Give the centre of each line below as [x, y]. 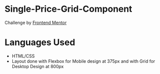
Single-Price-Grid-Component [68, 9]
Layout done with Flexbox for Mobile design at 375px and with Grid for [83, 61]
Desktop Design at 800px [38, 66]
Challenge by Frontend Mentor [36, 23]
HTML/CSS [23, 56]
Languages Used [40, 42]
